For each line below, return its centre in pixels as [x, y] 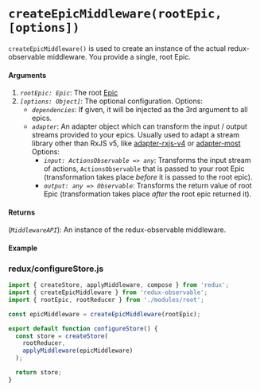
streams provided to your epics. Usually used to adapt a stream [136, 135]
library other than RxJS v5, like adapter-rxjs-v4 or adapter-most [136, 143]
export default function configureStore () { [83, 328]
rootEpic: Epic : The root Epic [69, 93]
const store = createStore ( [62, 336]
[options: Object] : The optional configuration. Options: [111, 101]
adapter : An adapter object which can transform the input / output [140, 126]
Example [23, 248]
